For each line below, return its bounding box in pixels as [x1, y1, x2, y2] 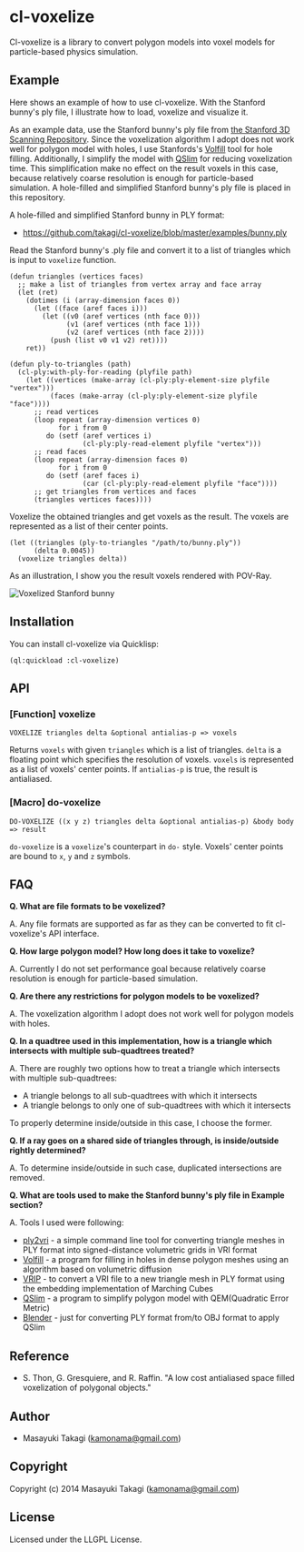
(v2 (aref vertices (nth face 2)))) [66, 328, 205, 337]
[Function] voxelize [9, 707, 96, 720]
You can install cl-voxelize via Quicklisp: [9, 638, 159, 649]
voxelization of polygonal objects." [22, 1382, 152, 1394]
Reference [9, 1348, 70, 1364]
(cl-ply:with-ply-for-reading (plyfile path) [17, 367, 193, 377]
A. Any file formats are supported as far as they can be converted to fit [9, 918, 274, 929]
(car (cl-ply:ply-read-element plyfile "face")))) [82, 479, 279, 488]
